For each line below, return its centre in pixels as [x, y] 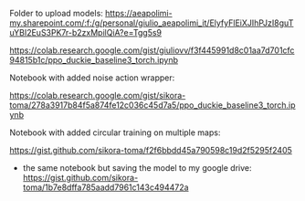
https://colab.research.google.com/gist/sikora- [98, 95]
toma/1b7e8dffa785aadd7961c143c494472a [105, 187]
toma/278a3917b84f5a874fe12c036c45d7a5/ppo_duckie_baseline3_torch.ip [152, 105]
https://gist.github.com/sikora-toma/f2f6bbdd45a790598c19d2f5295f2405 [151, 150]
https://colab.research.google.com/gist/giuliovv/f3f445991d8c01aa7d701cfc [152, 50]
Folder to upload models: [56, 13]
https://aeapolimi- [138, 13]
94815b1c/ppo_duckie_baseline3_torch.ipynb [94, 60]
